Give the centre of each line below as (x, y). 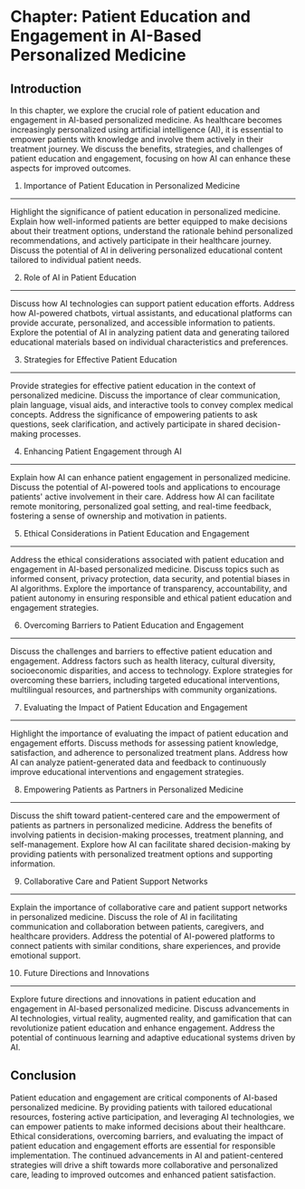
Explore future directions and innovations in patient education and (133, 999)
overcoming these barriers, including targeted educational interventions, (145, 680)
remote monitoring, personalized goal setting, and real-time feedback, (141, 506)
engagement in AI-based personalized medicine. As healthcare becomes (146, 120)
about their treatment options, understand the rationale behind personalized (152, 231)
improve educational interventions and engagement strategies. (127, 772)
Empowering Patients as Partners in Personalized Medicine (133, 789)
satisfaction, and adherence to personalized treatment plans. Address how (149, 753)
